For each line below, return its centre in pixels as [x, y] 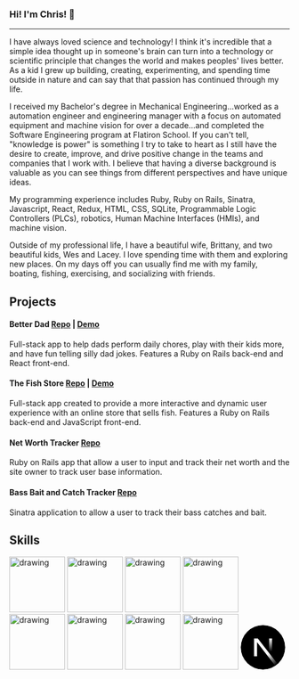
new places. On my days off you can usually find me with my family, [133, 264]
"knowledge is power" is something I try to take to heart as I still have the [143, 144]
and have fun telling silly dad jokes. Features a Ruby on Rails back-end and [146, 353]
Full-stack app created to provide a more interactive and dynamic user [138, 404]
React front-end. [40, 363]
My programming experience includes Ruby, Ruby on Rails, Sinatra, [132, 200]
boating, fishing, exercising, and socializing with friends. [113, 274]
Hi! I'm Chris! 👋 [42, 14]
